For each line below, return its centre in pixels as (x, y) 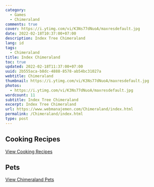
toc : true (16, 62)
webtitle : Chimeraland (29, 76)
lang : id (15, 43)
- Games (18, 15)
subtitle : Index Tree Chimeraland (42, 100)
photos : (14, 85)
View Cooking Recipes (29, 151)
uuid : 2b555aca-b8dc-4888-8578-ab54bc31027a (53, 72)
